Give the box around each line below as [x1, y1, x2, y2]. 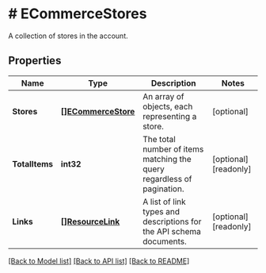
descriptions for [142, 216, 202, 227]
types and [142, 206, 180, 217]
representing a [142, 110, 197, 121]
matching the [142, 153, 192, 164]
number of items [142, 144, 204, 155]
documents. [142, 236, 188, 247]
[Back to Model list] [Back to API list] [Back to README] [8, 256, 190, 266]
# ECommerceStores [8, 5, 147, 23]
